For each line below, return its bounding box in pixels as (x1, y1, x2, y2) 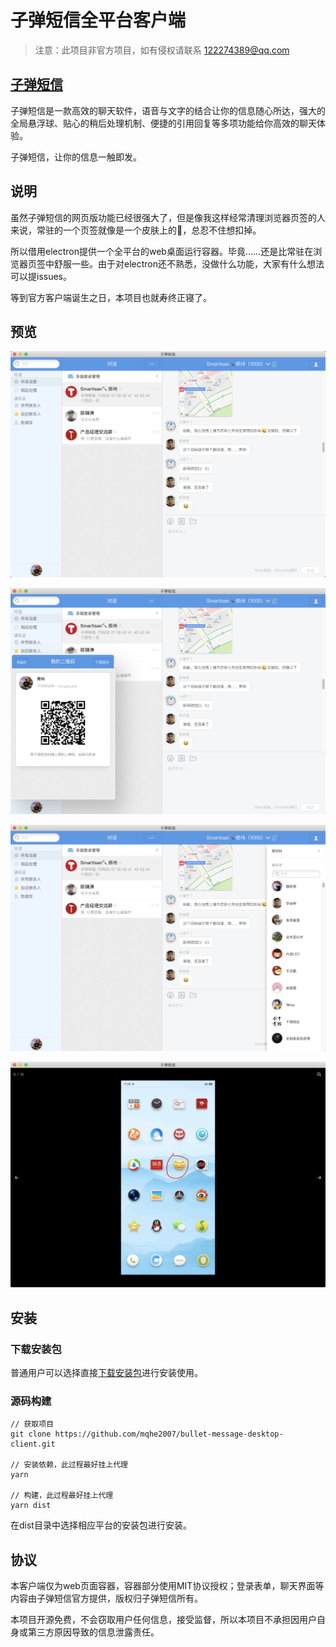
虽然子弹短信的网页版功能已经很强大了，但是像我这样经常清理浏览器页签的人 (10, 211, 326, 223)
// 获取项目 (10, 1419, 55, 1430)
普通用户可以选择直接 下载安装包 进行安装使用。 (10, 1367, 203, 1379)
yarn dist (10, 1501, 52, 1511)
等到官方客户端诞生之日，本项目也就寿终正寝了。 (10, 291, 212, 303)
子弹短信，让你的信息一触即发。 (10, 151, 142, 163)
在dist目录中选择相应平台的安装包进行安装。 (10, 1519, 192, 1531)
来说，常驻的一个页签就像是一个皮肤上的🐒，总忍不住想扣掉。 (10, 224, 262, 236)
